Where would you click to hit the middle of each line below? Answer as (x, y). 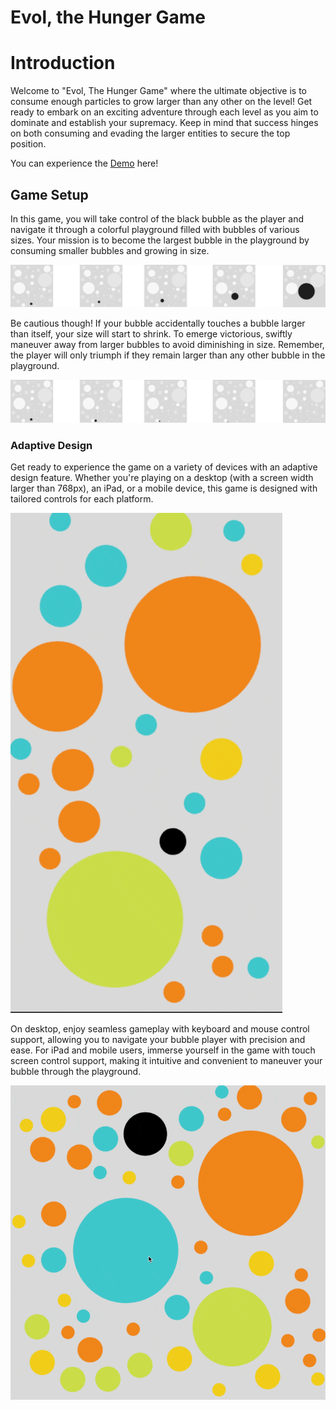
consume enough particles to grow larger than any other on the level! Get (161, 102)
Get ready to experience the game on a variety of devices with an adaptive (164, 467)
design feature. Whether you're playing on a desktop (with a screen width (162, 478)
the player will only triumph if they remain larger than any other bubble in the (168, 355)
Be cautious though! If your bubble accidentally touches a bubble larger (158, 323)
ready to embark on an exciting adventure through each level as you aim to (164, 112)
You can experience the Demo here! (84, 163)
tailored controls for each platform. (82, 499)
